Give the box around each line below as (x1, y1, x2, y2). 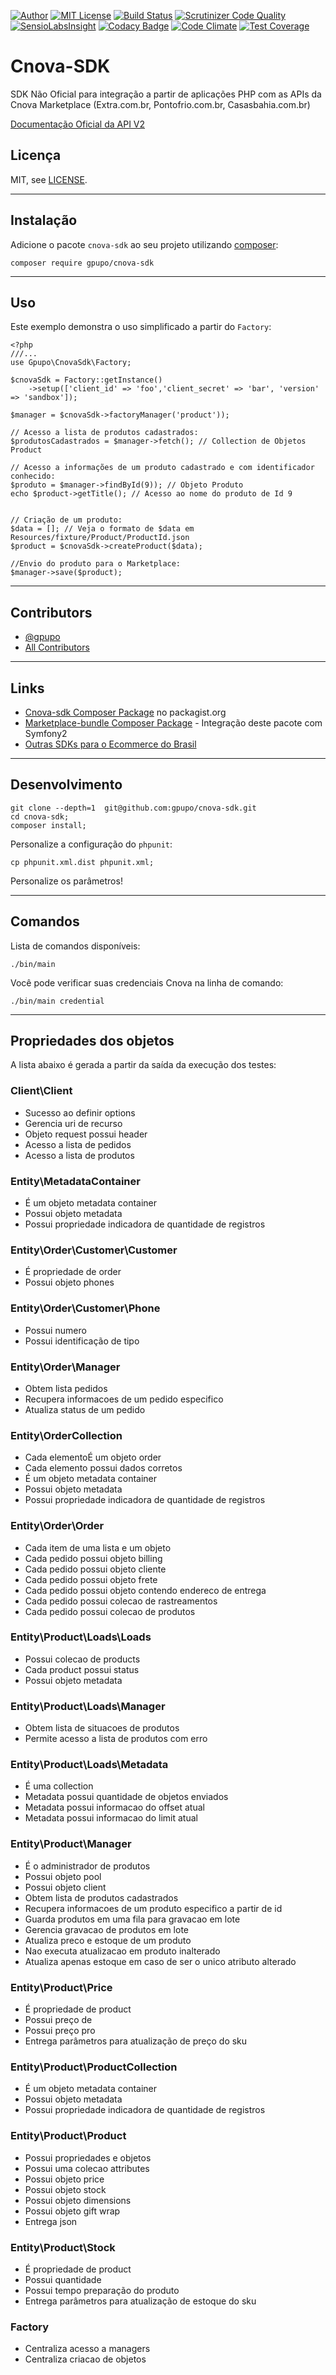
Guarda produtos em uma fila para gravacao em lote (24, 1913, 241, 1925)
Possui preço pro (24, 2025, 96, 2036)
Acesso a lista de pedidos (24, 1138, 132, 1150)
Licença (10, 147, 62, 164)
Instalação (10, 212, 78, 229)
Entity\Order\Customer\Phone (10, 1301, 161, 1315)
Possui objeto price (24, 2173, 105, 2185)
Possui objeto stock (24, 2183, 107, 2195)
